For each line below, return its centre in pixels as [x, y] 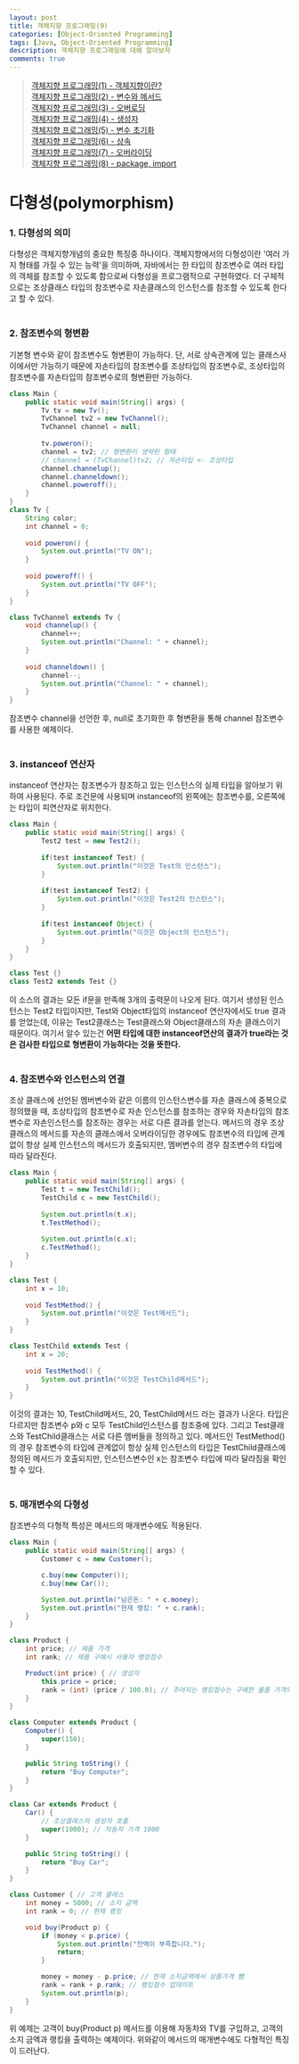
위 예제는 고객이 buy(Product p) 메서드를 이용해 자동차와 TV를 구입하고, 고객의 [146, 2028]
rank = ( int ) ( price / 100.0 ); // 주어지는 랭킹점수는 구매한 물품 [156, 1690]
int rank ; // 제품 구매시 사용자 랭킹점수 [94, 1657]
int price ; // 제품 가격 [67, 1649]
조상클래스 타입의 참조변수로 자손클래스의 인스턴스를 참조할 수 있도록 [152, 287]
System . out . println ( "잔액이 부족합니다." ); [131, 1944]
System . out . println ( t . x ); [89, 1214]
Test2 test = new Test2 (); [91, 841]
